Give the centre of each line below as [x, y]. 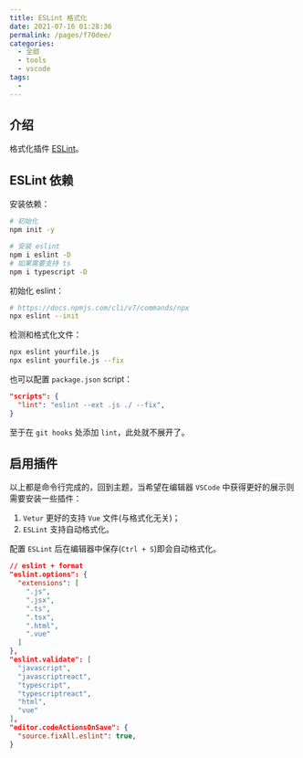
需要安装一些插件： [46, 499]
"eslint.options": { [49, 575]
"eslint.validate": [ [51, 660]
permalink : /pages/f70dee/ [61, 35]
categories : [32, 43]
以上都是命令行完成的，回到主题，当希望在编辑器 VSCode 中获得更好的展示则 [152, 487]
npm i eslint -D [40, 255]
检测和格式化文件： [46, 335]
